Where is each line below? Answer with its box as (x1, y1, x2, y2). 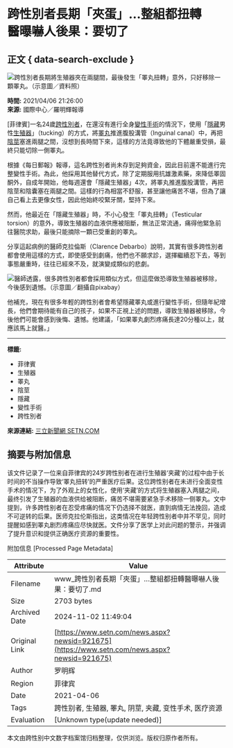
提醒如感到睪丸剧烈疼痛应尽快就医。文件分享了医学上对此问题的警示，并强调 (7, 520, 226, 529)
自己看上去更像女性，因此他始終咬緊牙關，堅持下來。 (7, 196, 159, 203)
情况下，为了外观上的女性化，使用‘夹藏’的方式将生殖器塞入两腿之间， (25, 486, 223, 494)
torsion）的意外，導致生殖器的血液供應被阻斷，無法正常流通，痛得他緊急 (7, 219, 216, 227)
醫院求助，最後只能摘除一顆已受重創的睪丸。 (12, 228, 141, 236)
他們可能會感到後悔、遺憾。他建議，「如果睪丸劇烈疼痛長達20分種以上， (12, 315, 218, 323)
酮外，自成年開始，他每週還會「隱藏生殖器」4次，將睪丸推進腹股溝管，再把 (7, 178, 224, 186)
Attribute (13, 561, 44, 570)
